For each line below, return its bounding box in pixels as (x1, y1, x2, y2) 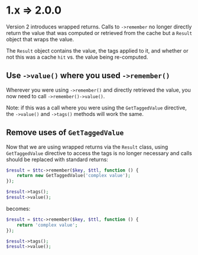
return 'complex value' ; (17, 222, 78, 228)
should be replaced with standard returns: (6, 156, 108, 163)
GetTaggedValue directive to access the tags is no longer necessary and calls (6, 149, 192, 157)
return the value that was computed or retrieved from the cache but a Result (6, 29, 193, 36)
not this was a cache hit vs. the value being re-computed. (6, 53, 148, 60)
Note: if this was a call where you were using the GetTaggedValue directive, (6, 104, 187, 111)
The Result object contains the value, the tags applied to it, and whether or (6, 47, 189, 54)
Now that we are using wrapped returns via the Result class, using (6, 143, 168, 150)
